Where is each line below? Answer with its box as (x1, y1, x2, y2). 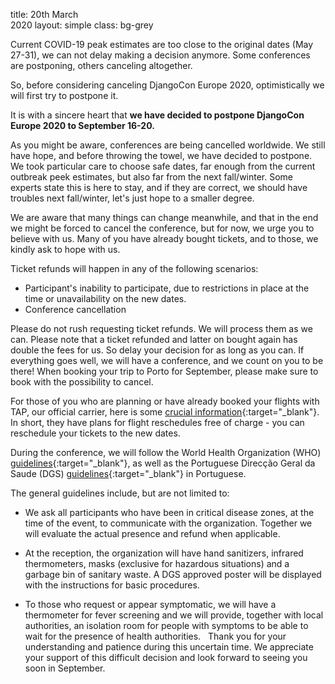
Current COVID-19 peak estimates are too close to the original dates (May (10, 39, 314, 50)
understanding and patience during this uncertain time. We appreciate (24, 641, 314, 653)
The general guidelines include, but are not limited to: (10, 487, 230, 499)
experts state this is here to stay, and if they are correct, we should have (10, 182, 308, 193)
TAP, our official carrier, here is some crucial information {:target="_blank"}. (10, 406, 320, 418)
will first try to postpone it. (10, 90, 119, 101)
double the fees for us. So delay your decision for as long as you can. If (10, 344, 305, 356)
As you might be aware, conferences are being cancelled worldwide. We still (10, 139, 326, 151)
